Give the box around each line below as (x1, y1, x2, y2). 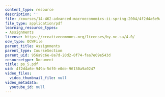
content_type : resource (5, 7, 54, 12)
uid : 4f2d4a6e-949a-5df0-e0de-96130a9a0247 (5, 67, 96, 72)
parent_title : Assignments (5, 44, 60, 48)
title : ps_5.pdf (5, 62, 38, 67)
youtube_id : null (9, 84, 45, 90)
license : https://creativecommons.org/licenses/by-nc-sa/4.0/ (5, 35, 135, 40)
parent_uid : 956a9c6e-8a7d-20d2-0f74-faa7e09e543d (5, 52, 111, 58)
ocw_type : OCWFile (5, 39, 43, 44)
